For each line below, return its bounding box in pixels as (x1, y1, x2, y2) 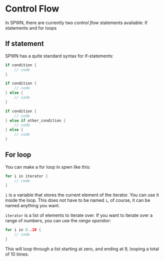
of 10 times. (5, 251, 29, 257)
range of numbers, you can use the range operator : (5, 218, 111, 224)
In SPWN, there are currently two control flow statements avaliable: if (5, 20, 147, 26)
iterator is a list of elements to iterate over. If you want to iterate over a (5, 212, 153, 218)
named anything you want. (5, 203, 60, 209)
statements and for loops (5, 25, 57, 31)
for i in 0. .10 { (5, 227, 41, 232)
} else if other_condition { (5, 118, 66, 123)
